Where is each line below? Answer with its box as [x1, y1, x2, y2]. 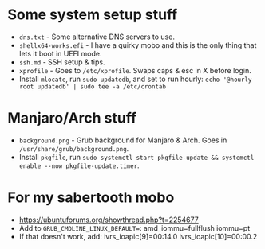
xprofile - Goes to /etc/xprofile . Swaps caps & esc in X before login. [18, 65, 252, 75]
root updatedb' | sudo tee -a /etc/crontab [18, 82, 167, 91]
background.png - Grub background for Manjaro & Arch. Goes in [18, 135, 227, 145]
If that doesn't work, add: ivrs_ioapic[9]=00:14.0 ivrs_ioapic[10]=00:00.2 [18, 231, 258, 241]
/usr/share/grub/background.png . [18, 143, 129, 153]
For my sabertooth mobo [7, 189, 175, 207]
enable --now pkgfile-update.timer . [18, 161, 140, 170]
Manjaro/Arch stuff [7, 109, 137, 127]
